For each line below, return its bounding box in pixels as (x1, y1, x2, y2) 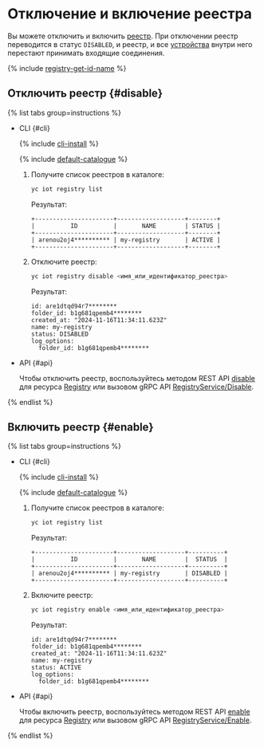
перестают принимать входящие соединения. (7, 48, 165, 57)
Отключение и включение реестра (7, 5, 253, 23)
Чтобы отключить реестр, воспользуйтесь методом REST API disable (18, 373, 256, 383)
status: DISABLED (30, 330, 89, 338)
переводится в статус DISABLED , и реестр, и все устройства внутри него (7, 39, 253, 49)
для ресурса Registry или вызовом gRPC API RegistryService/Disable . (18, 382, 254, 391)
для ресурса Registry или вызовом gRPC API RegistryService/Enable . (18, 715, 252, 725)
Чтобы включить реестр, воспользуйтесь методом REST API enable (18, 707, 250, 717)
